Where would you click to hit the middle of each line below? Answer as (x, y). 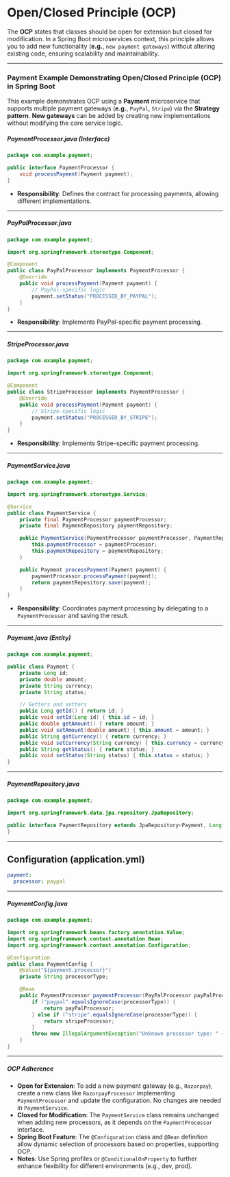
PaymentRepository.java (43, 784)
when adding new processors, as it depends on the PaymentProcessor (115, 1122)
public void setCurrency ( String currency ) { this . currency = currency (122, 743)
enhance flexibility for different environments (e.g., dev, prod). (105, 1166)
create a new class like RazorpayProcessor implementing (96, 1093)
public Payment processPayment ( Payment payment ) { (93, 570)
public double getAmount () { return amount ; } (87, 724)
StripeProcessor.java (38, 344)
